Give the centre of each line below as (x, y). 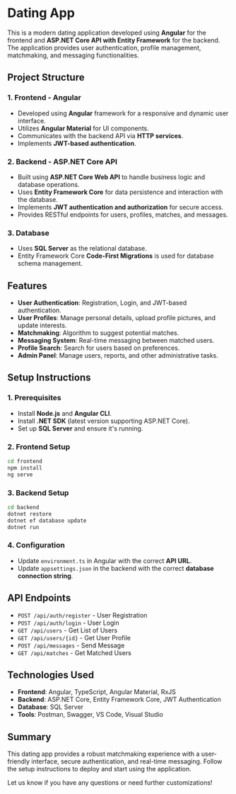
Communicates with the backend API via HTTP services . (100, 135)
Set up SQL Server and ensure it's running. (80, 428)
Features (27, 286)
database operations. (48, 184)
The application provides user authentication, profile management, (104, 47)
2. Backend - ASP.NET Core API (63, 161)
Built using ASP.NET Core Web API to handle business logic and (111, 177)
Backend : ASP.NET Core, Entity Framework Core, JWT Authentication (119, 700)
